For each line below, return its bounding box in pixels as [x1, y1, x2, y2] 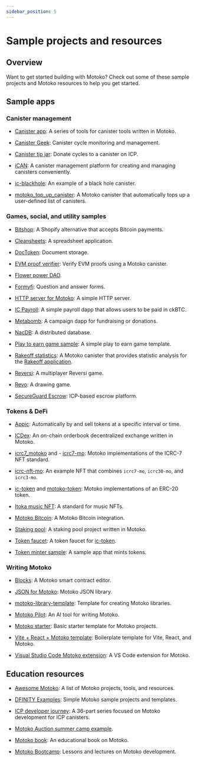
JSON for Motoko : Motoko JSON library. [14, 588, 112, 596]
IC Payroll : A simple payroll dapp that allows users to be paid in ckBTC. [14, 305, 187, 313]
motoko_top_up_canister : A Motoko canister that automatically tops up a [14, 191, 190, 199]
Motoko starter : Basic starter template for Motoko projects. [14, 623, 158, 630]
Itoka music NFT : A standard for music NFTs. [14, 503, 124, 510]
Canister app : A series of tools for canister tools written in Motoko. [14, 128, 176, 135]
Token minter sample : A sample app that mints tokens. [14, 548, 147, 555]
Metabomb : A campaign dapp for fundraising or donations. [14, 317, 158, 324]
